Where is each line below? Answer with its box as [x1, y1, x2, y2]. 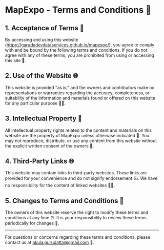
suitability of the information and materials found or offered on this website [5, 95, 156, 101]
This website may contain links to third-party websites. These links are [5, 170, 147, 176]
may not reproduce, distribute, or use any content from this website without [5, 138, 157, 144]
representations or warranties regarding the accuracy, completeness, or [5, 90, 150, 96]
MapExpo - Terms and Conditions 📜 [5, 4, 151, 16]
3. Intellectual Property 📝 [5, 114, 82, 123]
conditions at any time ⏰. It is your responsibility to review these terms [5, 215, 147, 221]
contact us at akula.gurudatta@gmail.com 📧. [5, 239, 94, 246]
